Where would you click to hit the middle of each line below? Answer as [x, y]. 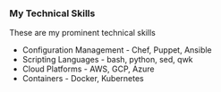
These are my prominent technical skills [83, 33]
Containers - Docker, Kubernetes [83, 79]
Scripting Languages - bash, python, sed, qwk [108, 60]
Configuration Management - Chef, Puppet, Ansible [117, 50]
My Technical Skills [52, 13]
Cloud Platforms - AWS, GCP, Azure [88, 69]
